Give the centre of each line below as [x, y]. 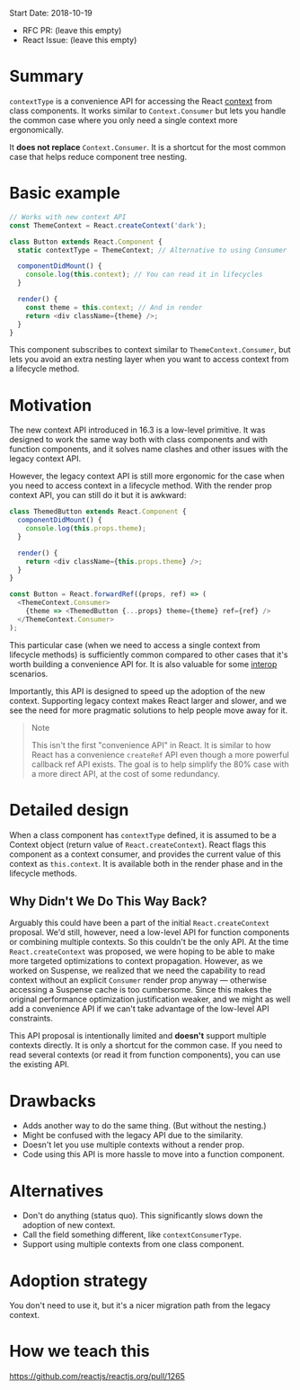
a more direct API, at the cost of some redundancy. [125, 773]
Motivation [51, 405]
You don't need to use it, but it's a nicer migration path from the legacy [140, 1305]
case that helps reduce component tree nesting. [98, 156]
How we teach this [79, 1351]
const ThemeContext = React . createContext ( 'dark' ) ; [108, 225]
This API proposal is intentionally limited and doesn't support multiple [138, 1036]
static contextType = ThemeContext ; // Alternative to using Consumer [152, 250]
